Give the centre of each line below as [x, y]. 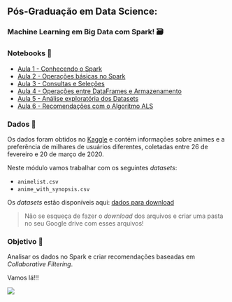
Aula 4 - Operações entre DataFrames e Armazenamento [99, 91]
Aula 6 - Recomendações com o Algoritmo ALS [85, 106]
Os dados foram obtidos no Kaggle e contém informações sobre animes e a [116, 139]
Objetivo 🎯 [25, 241]
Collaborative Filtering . [40, 264]
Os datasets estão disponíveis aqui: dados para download [91, 202]
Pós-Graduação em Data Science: [82, 12]
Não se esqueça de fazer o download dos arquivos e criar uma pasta [124, 216]
